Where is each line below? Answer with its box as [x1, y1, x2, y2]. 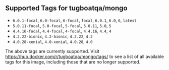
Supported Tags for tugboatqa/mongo [5, 4, 128, 12]
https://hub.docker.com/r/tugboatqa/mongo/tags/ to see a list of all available [5, 53, 164, 59]
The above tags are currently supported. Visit [5, 48, 100, 54]
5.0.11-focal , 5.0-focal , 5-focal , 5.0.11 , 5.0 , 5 [12, 22, 111, 28]
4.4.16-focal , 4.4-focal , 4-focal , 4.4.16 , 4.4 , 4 [12, 27, 111, 34]
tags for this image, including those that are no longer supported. [5, 58, 141, 64]
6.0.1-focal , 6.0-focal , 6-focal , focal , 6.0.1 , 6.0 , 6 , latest [12, 17, 137, 23]
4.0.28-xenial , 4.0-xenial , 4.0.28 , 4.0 [12, 38, 93, 44]
